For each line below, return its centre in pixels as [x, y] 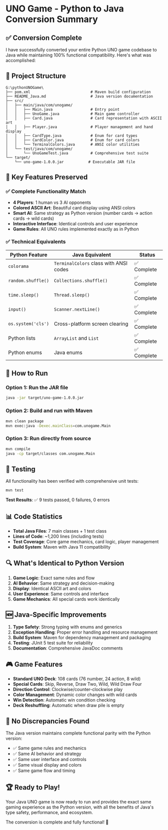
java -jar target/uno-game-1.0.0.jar [45, 398]
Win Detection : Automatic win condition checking [64, 700]
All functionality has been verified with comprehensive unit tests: [72, 481]
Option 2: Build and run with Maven [49, 411]
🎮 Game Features [34, 664]
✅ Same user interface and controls [50, 760]
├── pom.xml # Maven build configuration [78, 92]
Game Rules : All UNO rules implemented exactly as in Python [76, 229]
